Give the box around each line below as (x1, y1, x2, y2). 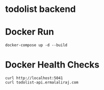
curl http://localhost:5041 (5, 76, 63, 81)
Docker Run (5, 26, 54, 38)
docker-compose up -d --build (5, 43, 68, 48)
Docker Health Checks (5, 59, 100, 71)
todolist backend (5, 3, 76, 15)
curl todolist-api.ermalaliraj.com (5, 80, 79, 85)
